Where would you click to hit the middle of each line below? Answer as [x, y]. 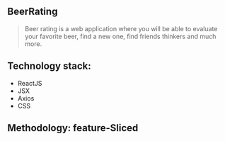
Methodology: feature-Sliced [73, 128]
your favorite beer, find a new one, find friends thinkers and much [120, 36]
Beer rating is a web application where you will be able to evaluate [121, 28]
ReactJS [30, 83]
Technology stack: [50, 66]
